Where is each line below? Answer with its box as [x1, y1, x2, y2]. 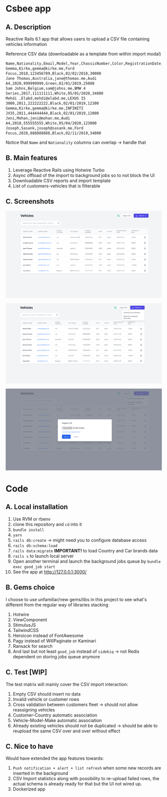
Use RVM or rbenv [12, 516, 51, 522]
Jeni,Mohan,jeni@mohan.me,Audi [5, 116, 70, 121]
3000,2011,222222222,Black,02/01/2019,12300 [5, 101, 99, 106]
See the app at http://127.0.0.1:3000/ [12, 569, 87, 575]
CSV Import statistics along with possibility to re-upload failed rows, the [12, 776, 160, 782]
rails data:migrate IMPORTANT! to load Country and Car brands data [12, 547, 158, 553]
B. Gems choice [5, 583, 55, 592]
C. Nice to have [5, 742, 54, 751]
